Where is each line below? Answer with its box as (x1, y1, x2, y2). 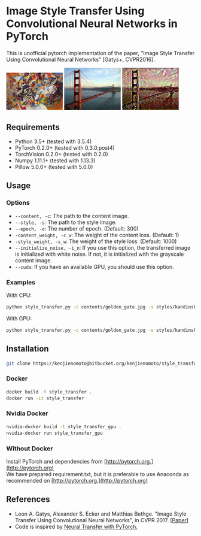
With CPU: (6, 292, 32, 299)
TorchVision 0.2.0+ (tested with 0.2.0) (14, 151, 109, 158)
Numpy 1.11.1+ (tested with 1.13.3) (14, 157, 96, 164)
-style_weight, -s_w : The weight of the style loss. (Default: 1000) (14, 238, 177, 245)
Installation (6, 344, 49, 354)
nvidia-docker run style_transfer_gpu (6, 430, 103, 436)
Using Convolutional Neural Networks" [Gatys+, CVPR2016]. (6, 56, 156, 63)
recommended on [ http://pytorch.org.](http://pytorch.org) (6, 477, 148, 484)
